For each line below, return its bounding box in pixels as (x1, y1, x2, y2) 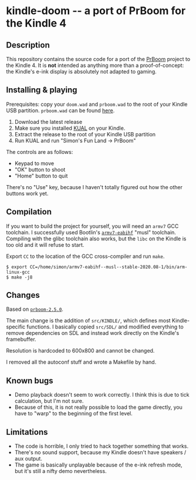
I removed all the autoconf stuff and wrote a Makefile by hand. (6, 358, 157, 365)
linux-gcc (6, 269, 31, 275)
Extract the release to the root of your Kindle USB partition (14, 130, 156, 137)
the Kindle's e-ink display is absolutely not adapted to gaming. (6, 68, 157, 75)
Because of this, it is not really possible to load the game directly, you (14, 404, 183, 411)
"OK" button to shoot (14, 166, 66, 173)
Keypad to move (14, 160, 55, 167)
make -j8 (11, 274, 33, 280)
